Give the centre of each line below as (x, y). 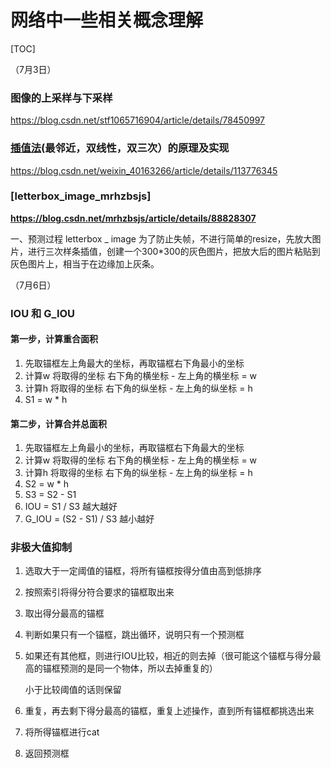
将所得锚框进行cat (62, 732)
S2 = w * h (47, 484)
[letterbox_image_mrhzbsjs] (81, 196)
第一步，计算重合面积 (54, 339)
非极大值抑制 (41, 548)
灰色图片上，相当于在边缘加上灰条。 (85, 263)
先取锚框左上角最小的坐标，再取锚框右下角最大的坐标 (134, 448)
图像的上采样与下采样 (61, 98)
